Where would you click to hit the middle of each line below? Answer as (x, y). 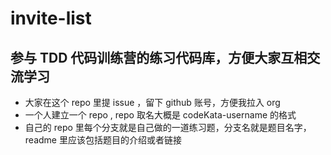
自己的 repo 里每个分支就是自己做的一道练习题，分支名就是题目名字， (168, 127)
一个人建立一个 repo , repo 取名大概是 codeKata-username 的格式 (160, 115)
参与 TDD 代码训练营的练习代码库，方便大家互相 (159, 57)
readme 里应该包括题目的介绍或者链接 (103, 140)
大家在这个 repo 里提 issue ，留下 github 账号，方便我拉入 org (152, 102)
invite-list (51, 18)
